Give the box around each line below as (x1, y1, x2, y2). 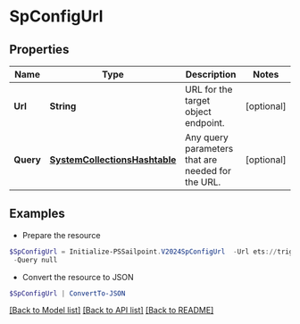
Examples (9, 206, 65, 221)
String (49, 100, 77, 112)
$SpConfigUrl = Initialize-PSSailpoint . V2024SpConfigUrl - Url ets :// (9, 247, 278, 256)
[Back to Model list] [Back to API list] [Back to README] (9, 305, 214, 316)
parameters (184, 143, 234, 154)
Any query (184, 131, 229, 144)
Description (185, 69, 237, 80)
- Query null (12, 255, 58, 264)
